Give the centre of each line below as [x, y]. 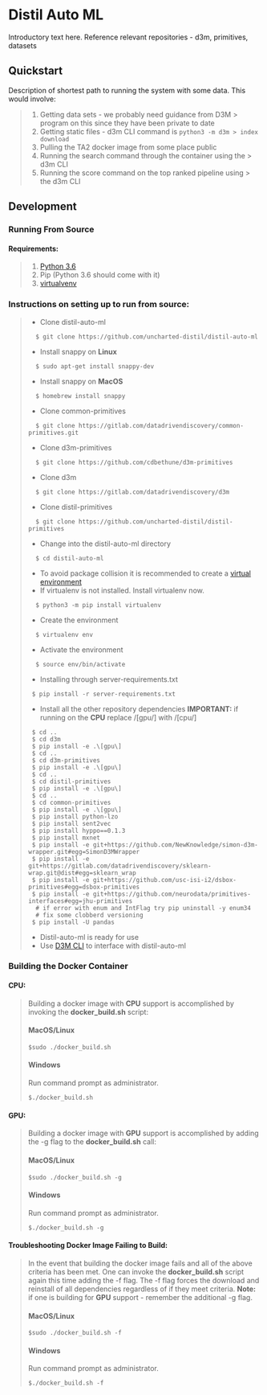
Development [43, 207]
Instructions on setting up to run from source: [99, 305]
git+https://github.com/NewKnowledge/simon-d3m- [175, 845]
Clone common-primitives [83, 411]
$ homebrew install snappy [81, 396]
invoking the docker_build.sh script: [88, 1011]
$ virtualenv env [65, 634]
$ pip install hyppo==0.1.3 [79, 831]
